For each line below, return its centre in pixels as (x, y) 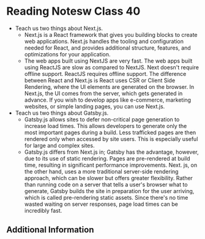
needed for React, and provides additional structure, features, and (107, 48)
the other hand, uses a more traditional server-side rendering (101, 171)
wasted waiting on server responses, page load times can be (101, 204)
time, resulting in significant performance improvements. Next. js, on (111, 165)
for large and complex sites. (59, 145)
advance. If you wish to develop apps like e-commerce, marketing (108, 100)
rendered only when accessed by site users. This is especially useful (111, 138)
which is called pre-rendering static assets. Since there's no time (106, 197)
